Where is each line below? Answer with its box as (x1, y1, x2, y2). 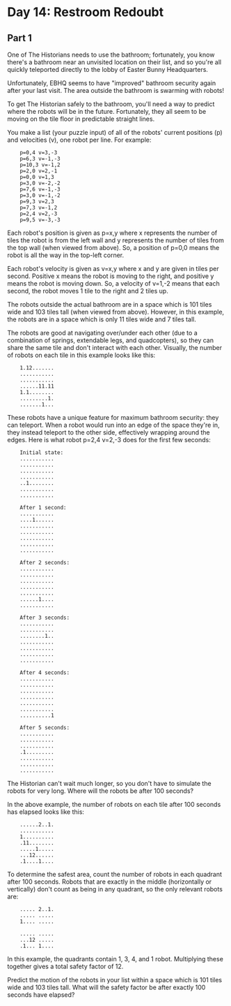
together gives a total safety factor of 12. (7, 962, 124, 970)
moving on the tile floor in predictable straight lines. (7, 115, 155, 123)
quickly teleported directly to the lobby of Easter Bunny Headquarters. (7, 66, 209, 73)
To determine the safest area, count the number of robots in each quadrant (7, 870, 223, 878)
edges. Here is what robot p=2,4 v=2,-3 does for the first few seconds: (7, 436, 211, 444)
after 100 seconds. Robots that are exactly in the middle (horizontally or (7, 877, 212, 886)
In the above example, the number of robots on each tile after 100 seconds (7, 801, 221, 808)
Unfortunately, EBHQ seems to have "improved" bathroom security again (7, 79, 216, 87)
